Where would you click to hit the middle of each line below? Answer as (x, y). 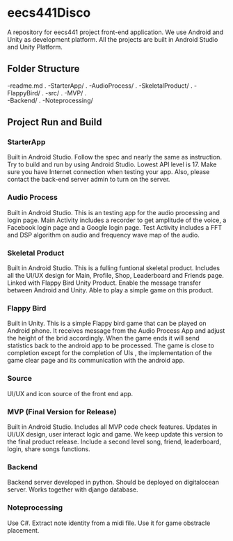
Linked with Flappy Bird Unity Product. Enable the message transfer (104, 283)
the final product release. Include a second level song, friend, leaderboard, (114, 441)
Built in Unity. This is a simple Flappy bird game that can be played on (107, 323)
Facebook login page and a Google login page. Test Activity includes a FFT (115, 227)
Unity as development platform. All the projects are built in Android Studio (113, 39)
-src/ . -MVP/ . (66, 93)
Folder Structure (43, 69)
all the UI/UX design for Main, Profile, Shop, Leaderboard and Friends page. (115, 276)
